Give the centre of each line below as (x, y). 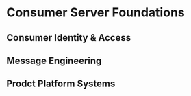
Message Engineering (54, 60)
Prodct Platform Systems (61, 84)
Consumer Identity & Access (69, 38)
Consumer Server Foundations (96, 13)
